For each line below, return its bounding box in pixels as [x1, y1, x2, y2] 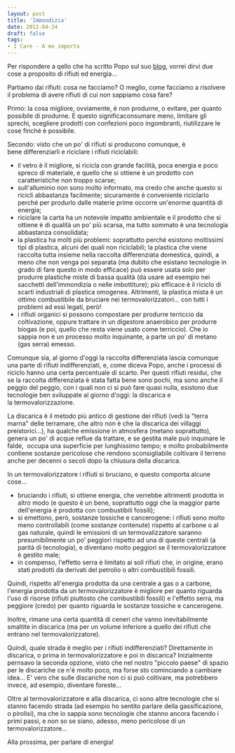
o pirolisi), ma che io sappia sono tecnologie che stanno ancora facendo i [7, 710, 219, 717]
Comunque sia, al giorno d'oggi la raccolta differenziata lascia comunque [7, 353, 219, 362]
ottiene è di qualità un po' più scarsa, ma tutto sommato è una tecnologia [17, 221, 229, 229]
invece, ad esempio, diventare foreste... [7, 681, 122, 689]
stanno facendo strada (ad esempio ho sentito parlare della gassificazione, [7, 702, 224, 710]
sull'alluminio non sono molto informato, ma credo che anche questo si [17, 184, 222, 191]
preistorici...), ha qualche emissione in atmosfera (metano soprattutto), [7, 427, 212, 435]
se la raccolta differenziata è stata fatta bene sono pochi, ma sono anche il [7, 376, 223, 384]
